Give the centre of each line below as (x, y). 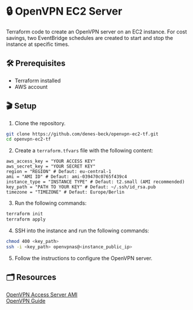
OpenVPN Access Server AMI (42, 294)
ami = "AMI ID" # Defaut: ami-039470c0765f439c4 (67, 177)
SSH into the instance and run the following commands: (82, 231)
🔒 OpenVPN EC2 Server (64, 11)
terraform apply (26, 219)
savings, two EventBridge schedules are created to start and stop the (90, 38)
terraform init (25, 214)
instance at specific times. (38, 44)
